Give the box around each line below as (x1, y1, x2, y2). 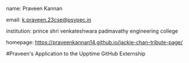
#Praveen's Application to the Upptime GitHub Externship (6, 50, 146, 57)
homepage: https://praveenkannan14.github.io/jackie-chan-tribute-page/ (6, 39, 183, 45)
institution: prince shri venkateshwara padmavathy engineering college (6, 27, 178, 34)
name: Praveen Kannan (6, 5, 63, 12)
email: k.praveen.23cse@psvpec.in (6, 16, 92, 23)
